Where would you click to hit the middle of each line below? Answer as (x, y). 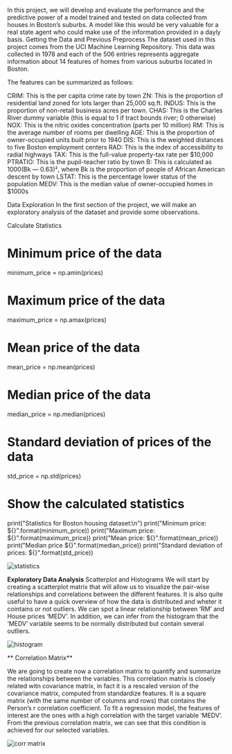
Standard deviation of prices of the (109, 442)
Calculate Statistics (35, 225)
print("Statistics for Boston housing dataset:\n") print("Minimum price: (107, 523)
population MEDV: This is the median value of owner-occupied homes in (110, 184)
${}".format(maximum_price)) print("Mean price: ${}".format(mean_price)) (113, 538)
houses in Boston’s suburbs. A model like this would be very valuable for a (113, 25)
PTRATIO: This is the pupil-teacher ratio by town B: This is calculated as (110, 162)
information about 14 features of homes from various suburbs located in (110, 61)
